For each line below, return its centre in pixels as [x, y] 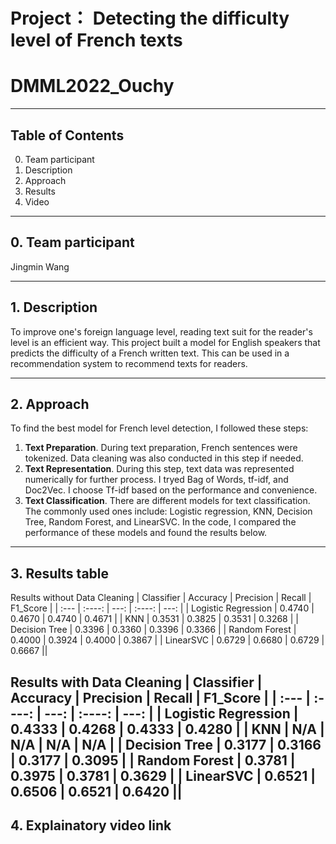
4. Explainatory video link [91, 825]
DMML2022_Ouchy [92, 86]
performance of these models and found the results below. [146, 533]
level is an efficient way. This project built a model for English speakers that [165, 342]
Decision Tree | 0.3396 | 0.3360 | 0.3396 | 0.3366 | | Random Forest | [153, 630]
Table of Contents [67, 135]
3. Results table [60, 573]
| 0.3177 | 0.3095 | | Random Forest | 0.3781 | [153, 760]
